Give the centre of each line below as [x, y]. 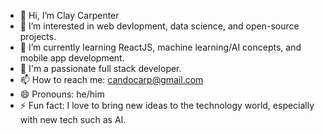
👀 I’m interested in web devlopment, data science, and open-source [159, 26]
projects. [38, 36]
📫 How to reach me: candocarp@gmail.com [111, 79]
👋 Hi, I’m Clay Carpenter [69, 15]
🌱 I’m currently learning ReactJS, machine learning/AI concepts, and [160, 47]
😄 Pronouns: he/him [62, 94]
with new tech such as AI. [73, 119]
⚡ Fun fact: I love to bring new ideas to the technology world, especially [167, 105]
